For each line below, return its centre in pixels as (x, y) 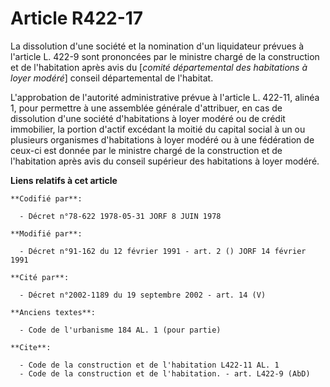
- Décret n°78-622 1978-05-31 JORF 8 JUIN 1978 (120, 216)
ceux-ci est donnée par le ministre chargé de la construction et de (146, 150)
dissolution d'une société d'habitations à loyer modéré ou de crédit (148, 118)
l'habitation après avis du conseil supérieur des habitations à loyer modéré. (165, 161)
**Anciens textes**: (53, 312)
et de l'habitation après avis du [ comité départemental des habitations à (159, 67)
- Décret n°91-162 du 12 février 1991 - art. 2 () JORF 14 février (163, 251)
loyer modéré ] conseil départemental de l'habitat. (112, 78)
